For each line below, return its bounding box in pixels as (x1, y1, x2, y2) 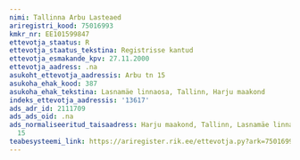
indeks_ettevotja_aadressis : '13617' (9, 95, 150, 105)
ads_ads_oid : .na (9, 112, 74, 121)
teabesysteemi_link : (9, 137, 87, 146)
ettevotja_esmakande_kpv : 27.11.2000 (9, 54, 150, 63)
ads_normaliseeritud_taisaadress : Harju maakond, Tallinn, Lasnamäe (9, 121, 270, 130)
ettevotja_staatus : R (9, 37, 90, 47)
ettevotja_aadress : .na (9, 63, 98, 72)
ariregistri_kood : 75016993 (9, 21, 114, 30)
